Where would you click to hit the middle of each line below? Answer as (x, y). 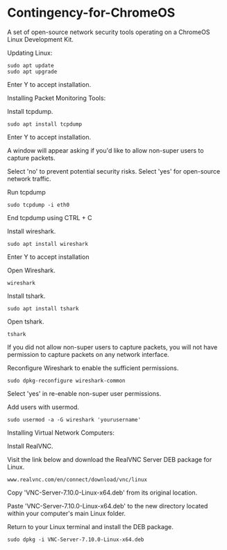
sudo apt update (31, 65)
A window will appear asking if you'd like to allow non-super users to (106, 150)
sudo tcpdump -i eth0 (39, 205)
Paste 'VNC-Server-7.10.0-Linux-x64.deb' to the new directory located (108, 506)
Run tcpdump (27, 192)
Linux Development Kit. (41, 39)
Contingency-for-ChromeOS (91, 13)
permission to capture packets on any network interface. (88, 354)
